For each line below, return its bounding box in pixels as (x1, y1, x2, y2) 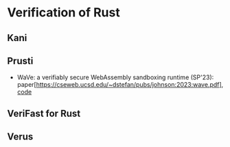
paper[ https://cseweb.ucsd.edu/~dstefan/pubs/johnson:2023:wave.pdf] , (16, 81, 224, 89)
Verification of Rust (7, 5, 120, 21)
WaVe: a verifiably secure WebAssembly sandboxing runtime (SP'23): (16, 73, 214, 81)
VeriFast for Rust (7, 107, 81, 119)
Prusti (7, 55, 34, 66)
